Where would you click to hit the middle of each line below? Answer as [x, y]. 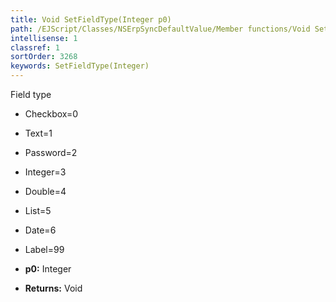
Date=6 [40, 230]
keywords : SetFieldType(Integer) [80, 66]
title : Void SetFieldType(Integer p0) [91, 19]
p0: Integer [48, 269]
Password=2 [51, 152]
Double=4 [45, 191]
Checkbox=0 [51, 114]
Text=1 [38, 133]
